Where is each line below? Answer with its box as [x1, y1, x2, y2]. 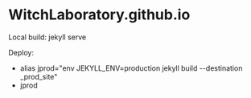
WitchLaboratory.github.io [8, 6, 191, 24]
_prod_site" [19, 71, 58, 81]
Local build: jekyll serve [8, 32, 87, 42]
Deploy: [8, 47, 35, 57]
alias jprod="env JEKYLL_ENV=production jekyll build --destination [19, 63, 243, 73]
